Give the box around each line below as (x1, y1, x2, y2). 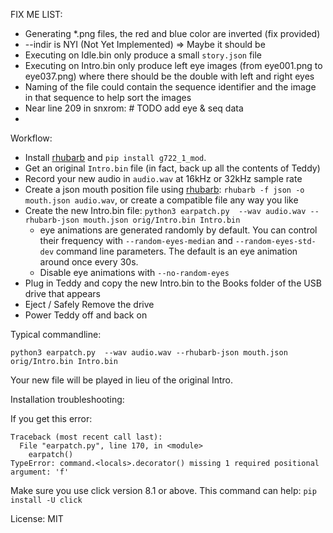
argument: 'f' (10, 467, 70, 477)
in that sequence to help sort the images (24, 92, 192, 103)
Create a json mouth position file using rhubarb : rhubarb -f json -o (24, 184, 305, 195)
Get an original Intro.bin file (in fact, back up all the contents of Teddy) (24, 162, 321, 174)
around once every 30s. (39, 256, 139, 268)
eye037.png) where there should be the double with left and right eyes (24, 70, 315, 82)
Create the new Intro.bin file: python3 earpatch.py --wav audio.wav (24, 205, 307, 216)
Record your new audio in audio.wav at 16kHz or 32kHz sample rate (24, 173, 303, 184)
